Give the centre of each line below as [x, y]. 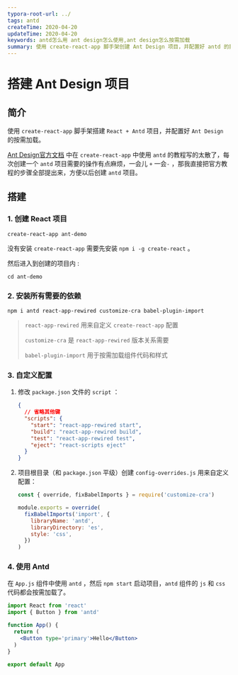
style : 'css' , [51, 534]
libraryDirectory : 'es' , [67, 528]
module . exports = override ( [59, 508]
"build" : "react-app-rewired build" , [86, 432]
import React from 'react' [47, 606]
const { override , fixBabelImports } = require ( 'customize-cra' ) [116, 495]
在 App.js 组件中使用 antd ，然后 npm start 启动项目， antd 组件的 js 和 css [116, 584]
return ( [27, 632]
